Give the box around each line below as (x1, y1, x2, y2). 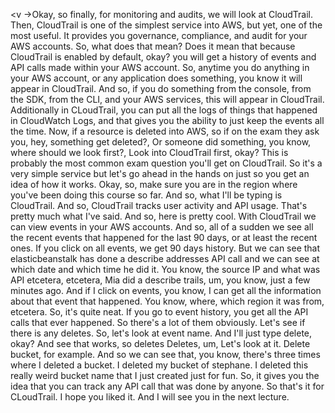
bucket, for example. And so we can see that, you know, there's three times (10, 349, 321, 360)
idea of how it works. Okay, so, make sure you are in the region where (10, 179, 298, 190)
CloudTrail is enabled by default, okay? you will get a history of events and (10, 51, 317, 63)
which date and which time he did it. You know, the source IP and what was (10, 264, 321, 275)
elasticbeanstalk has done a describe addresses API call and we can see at (10, 253, 320, 264)
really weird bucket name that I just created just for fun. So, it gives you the (10, 370, 320, 381)
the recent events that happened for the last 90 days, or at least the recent (10, 232, 318, 243)
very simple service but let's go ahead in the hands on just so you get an (10, 168, 310, 179)
